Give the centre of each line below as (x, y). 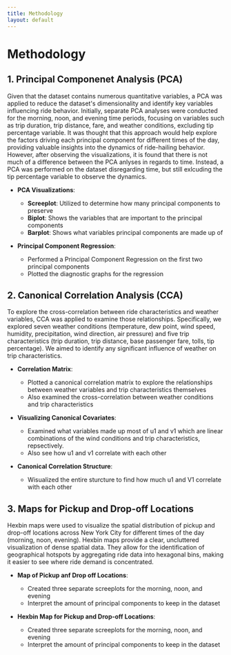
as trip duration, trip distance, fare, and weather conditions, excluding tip (110, 125)
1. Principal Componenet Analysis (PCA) (95, 80)
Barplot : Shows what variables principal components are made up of (125, 232)
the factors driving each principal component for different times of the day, (113, 140)
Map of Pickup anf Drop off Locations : (73, 575)
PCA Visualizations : (46, 189)
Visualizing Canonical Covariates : (67, 418)
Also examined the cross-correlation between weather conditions (120, 397)
